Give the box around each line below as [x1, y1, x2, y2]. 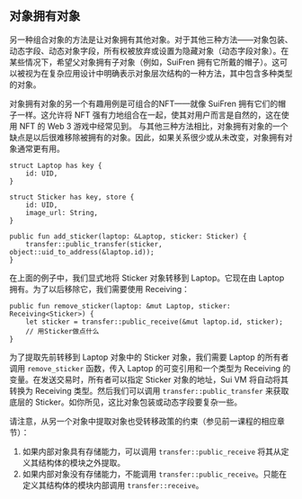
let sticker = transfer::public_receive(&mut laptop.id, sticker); [25, 317, 283, 326]
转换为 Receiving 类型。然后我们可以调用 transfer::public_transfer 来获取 [9, 385, 289, 396]
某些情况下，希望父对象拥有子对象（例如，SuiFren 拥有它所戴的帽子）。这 [9, 57, 280, 67]
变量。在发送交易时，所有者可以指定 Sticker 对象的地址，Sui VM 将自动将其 [9, 374, 289, 385]
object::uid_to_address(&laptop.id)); [9, 247, 155, 256]
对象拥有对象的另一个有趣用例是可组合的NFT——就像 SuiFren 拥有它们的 [9, 98, 279, 109]
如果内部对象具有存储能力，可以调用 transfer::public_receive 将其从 [22, 446, 281, 457]
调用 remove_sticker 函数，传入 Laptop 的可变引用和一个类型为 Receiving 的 [9, 362, 291, 373]
